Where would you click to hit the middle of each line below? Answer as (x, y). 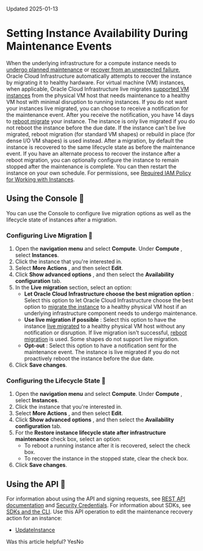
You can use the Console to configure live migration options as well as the (98, 213)
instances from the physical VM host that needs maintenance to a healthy (98, 95)
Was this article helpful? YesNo (45, 542)
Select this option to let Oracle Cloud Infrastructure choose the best (108, 300)
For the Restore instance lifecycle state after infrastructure (91, 433)
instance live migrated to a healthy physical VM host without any (105, 326)
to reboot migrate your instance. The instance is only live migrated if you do (101, 121)
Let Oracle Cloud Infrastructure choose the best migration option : (109, 294)
